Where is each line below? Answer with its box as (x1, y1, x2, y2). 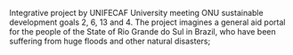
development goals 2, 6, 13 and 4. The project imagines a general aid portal (9, 17, 286, 27)
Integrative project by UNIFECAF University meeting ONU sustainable (9, 8, 265, 18)
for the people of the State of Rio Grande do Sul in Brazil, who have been (9, 27, 276, 36)
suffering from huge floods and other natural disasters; (9, 35, 211, 46)
